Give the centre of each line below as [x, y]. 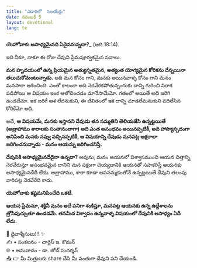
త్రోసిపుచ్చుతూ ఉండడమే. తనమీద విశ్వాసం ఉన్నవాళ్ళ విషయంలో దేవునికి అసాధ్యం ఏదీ [94, 214]
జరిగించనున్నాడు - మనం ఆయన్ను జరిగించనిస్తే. [54, 145]
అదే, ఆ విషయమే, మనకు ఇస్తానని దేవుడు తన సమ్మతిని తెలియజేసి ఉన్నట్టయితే [86, 121]
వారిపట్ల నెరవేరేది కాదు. [30, 180]
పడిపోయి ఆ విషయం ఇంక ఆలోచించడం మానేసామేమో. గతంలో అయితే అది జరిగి [88, 93]
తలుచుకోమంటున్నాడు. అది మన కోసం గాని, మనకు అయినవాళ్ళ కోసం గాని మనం [89, 78]
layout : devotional [30, 22]
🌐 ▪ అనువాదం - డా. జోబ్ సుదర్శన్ [42, 250]
